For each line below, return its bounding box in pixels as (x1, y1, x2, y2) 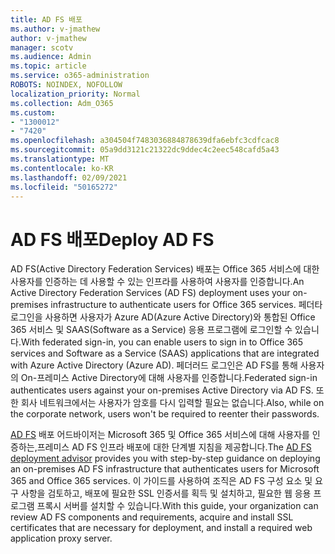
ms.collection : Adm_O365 (10, 98, 114, 108)
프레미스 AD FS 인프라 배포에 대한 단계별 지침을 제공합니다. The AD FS (36, 441, 312, 453)
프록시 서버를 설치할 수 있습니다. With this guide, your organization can (36, 500, 319, 512)
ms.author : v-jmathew (10, 24, 101, 34)
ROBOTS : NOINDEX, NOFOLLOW (10, 80, 123, 90)
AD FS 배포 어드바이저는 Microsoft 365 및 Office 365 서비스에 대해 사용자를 (10, 429, 310, 441)
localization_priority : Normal (10, 89, 141, 99)
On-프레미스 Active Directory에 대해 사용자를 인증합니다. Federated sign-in (20, 372, 318, 384)
